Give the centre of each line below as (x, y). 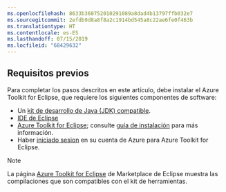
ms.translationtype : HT (41, 26)
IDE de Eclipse (38, 118)
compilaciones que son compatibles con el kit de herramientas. (97, 181)
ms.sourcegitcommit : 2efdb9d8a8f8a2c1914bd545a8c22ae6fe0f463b (100, 20)
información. (35, 132)
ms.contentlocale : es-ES (43, 33)
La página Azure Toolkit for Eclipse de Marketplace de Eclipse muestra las (113, 173)
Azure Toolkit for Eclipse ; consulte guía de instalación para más (107, 125)
